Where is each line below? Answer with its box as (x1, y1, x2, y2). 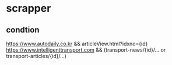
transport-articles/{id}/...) (6, 53, 67, 59)
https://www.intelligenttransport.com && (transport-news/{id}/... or (6, 46, 166, 53)
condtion (6, 25, 40, 35)
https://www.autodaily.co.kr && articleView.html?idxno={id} (6, 40, 148, 47)
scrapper (6, 2, 51, 15)
